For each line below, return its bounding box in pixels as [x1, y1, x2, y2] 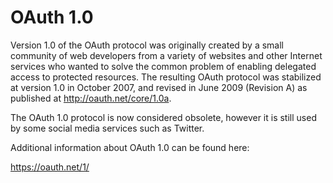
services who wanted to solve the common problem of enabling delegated [10, 60, 317, 72]
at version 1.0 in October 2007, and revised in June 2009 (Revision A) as [10, 81, 308, 93]
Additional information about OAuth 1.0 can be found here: [10, 141, 250, 153]
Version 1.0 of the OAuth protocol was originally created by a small [10, 39, 285, 51]
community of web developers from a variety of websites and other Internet [10, 49, 323, 61]
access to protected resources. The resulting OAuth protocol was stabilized [10, 71, 322, 83]
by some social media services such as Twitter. [10, 122, 205, 134]
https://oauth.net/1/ [10, 161, 90, 173]
